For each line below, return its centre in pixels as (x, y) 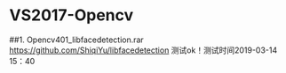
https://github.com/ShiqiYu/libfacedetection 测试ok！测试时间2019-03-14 (143, 50)
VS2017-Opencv (71, 15)
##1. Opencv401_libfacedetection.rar (76, 40)
